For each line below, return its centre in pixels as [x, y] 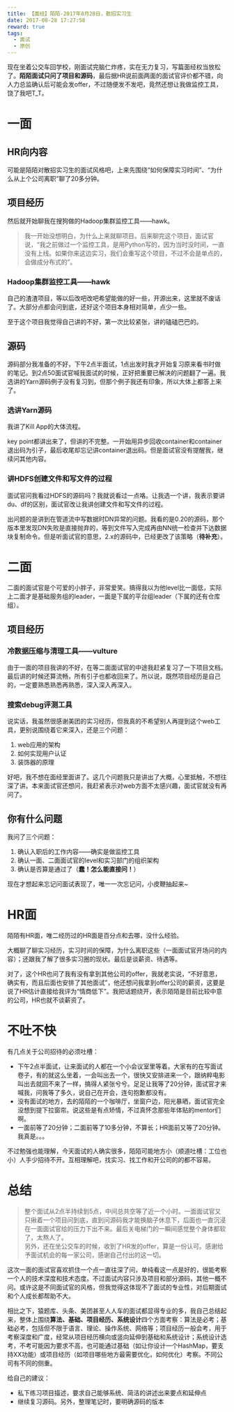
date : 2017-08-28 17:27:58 [46, 20]
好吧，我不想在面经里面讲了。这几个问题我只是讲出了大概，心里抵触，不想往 [117, 777]
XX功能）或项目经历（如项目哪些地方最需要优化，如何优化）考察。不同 [115, 1355]
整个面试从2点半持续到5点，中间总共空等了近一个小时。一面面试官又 [123, 1212]
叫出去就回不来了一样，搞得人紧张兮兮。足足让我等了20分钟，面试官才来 [122, 1084]
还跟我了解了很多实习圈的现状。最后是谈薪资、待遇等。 [101, 959]
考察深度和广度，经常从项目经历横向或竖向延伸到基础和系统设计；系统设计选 [117, 1337]
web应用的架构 [39, 745]
